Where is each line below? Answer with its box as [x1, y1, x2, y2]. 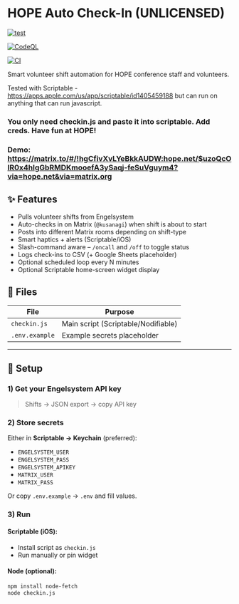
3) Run [7, 509, 31, 519]
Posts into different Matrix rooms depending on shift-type [17, 227, 187, 236]
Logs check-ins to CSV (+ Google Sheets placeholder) [17, 250, 177, 259]
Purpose [105, 307, 134, 317]
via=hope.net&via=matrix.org [7, 171, 112, 181]
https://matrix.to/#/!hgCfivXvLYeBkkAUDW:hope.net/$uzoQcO [7, 153, 232, 163]
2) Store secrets [7, 418, 64, 428]
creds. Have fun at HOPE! [7, 125, 97, 135]
